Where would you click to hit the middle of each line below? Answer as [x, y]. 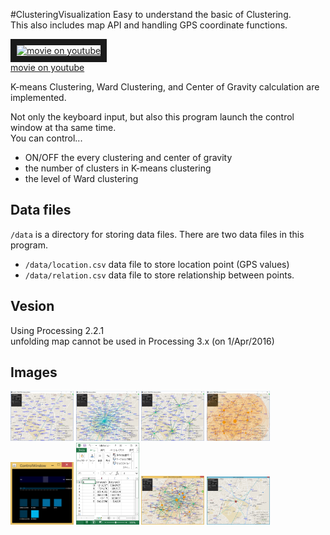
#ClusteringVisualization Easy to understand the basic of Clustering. [151, 14]
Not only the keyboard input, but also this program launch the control [152, 117]
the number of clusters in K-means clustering [118, 168]
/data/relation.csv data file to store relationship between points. [159, 275]
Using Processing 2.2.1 [57, 330]
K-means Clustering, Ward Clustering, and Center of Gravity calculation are [165, 87]
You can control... [46, 138]
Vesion [32, 306]
